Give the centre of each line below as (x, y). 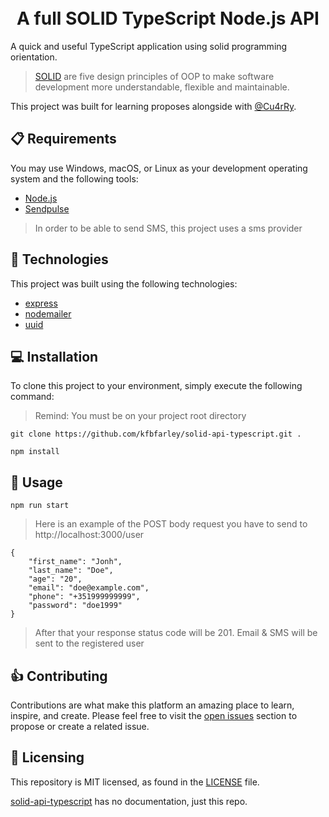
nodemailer (48, 313)
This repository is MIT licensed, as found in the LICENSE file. (135, 782)
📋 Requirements (63, 139)
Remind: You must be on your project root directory (140, 416)
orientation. (34, 57)
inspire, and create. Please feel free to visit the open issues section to (154, 715)
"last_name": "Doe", (71, 571)
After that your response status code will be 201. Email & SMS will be (176, 633)
